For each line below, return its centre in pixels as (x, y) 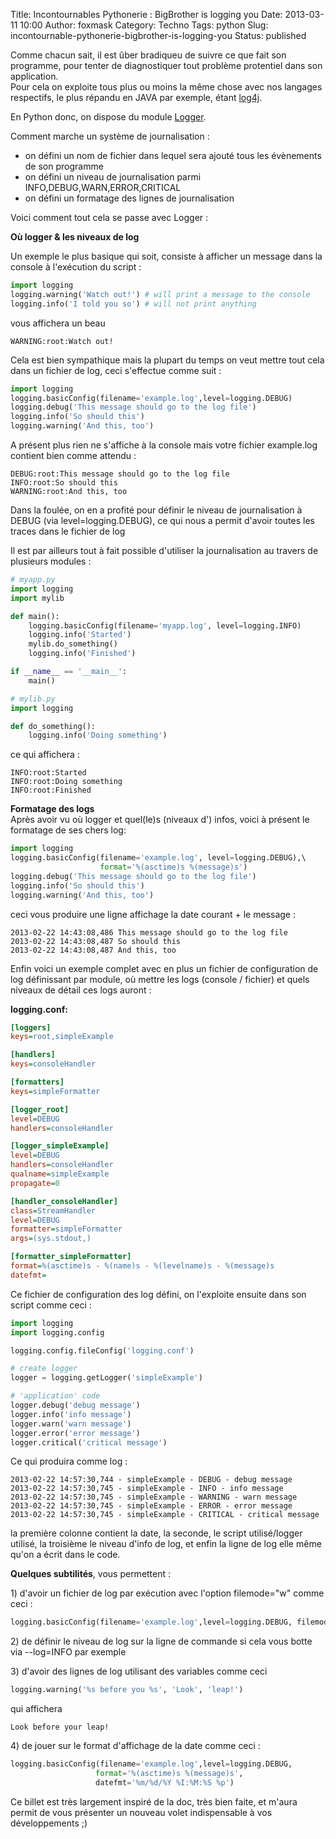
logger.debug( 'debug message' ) (75, 1405)
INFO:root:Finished (51, 790)
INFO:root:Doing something (66, 782)
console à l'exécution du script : (76, 267)
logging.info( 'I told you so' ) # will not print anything (133, 304)
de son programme (64, 166)
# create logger (44, 1369)
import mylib (37, 598)
